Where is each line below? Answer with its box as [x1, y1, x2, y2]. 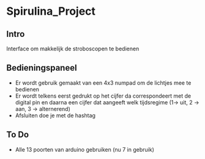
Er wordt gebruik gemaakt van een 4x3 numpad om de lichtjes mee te [15, 79, 192, 87]
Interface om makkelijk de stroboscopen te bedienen [6, 45, 140, 52]
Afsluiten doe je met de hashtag [15, 112, 96, 119]
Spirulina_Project [6, 4, 96, 18]
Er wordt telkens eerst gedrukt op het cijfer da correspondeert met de [15, 92, 192, 99]
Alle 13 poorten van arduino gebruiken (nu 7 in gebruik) [15, 145, 154, 153]
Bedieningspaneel [6, 63, 78, 73]
